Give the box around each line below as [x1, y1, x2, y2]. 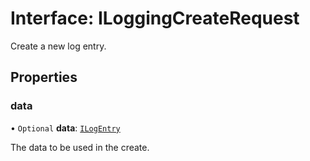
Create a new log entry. [10, 40, 107, 52]
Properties [10, 69, 78, 86]
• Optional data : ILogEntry [10, 122, 121, 134]
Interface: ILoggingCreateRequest [10, 7, 300, 30]
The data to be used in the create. [10, 141, 150, 153]
